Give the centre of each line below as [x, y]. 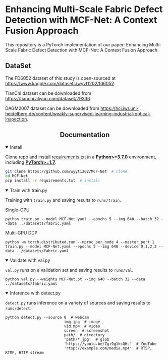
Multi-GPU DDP [21, 233]
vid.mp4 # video [82, 326]
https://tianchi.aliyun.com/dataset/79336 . [48, 98]
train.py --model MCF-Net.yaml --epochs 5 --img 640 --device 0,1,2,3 [81, 247]
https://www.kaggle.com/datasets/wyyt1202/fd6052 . [60, 83]
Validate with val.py [30, 260]
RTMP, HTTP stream [24, 353]
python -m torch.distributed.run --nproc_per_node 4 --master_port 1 [80, 242]
